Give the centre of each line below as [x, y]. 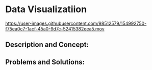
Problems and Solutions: [45, 62]
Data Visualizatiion [46, 9]
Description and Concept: [47, 45]
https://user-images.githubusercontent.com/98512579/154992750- [76, 23]
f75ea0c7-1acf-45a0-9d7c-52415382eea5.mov [55, 28]
